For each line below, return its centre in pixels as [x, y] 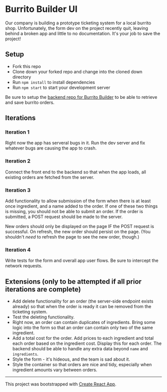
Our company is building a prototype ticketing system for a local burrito [78, 23]
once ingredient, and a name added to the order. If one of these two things [82, 206]
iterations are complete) [43, 289]
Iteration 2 [18, 161]
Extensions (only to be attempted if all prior [73, 281]
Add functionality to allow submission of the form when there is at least [78, 201]
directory [22, 77]
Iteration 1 [17, 132]
